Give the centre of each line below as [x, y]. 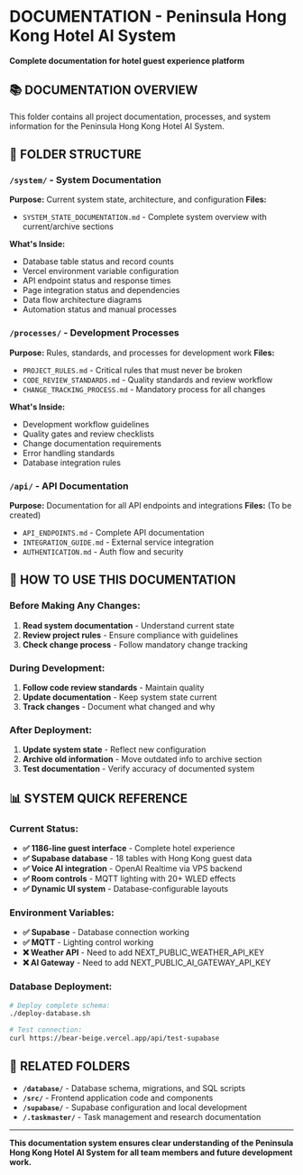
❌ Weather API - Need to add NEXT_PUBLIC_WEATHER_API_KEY [143, 952]
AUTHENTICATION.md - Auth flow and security [103, 552]
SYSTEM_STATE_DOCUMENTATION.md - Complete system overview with [145, 217]
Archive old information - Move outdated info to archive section [142, 759]
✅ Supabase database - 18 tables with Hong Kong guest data [137, 858]
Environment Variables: [62, 913]
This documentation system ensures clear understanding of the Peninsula [151, 1143]
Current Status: [44, 829]
